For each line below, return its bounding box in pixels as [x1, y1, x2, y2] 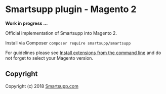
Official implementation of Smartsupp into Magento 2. [5, 30, 117, 36]
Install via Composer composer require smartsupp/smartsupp [5, 39, 131, 46]
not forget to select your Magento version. [5, 55, 94, 61]
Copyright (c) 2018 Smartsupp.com [5, 83, 79, 89]
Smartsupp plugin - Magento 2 [5, 4, 137, 15]
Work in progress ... [5, 20, 48, 26]
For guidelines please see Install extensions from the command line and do [5, 50, 161, 56]
